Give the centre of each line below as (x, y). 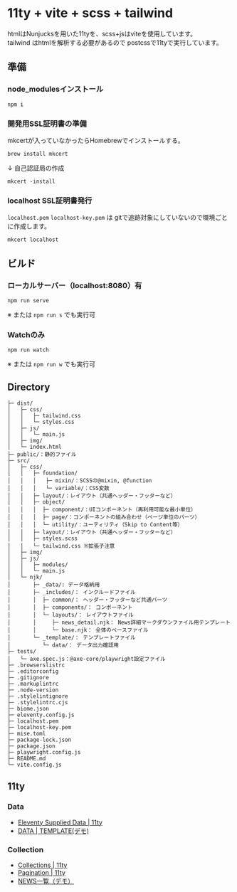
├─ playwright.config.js (44, 753)
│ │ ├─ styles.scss (43, 538)
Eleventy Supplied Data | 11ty (60, 822)
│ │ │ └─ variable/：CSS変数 (58, 489)
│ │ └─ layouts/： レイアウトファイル (70, 615)
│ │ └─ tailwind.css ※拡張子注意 (61, 546)
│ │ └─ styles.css (41, 422)
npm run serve (28, 300)
